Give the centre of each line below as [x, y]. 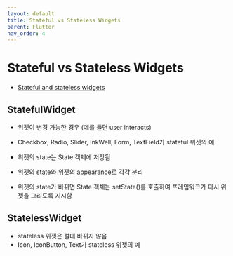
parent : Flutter [31, 27]
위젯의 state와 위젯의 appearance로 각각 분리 [80, 172]
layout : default [31, 14]
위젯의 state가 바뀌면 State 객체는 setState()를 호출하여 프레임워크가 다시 [118, 187]
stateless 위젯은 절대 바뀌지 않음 [62, 236]
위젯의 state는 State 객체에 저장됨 [64, 157]
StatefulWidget [41, 109]
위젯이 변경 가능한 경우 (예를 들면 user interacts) [85, 127]
